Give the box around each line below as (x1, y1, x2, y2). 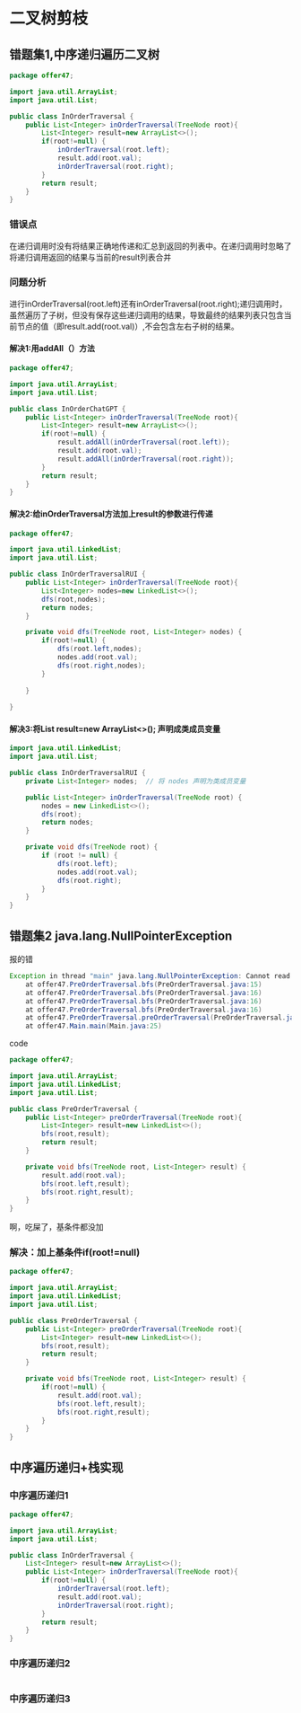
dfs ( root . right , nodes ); (56, 661, 146, 670)
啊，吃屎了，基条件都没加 (9, 1222, 104, 1232)
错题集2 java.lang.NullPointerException (9, 928, 233, 943)
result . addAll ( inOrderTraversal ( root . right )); (56, 455, 235, 464)
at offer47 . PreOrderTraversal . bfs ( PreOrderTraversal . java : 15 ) (25, 980, 262, 989)
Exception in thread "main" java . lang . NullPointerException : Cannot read (9, 972, 291, 981)
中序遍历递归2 (9, 1657, 71, 1670)
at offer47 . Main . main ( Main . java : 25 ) (25, 1021, 163, 1031)
